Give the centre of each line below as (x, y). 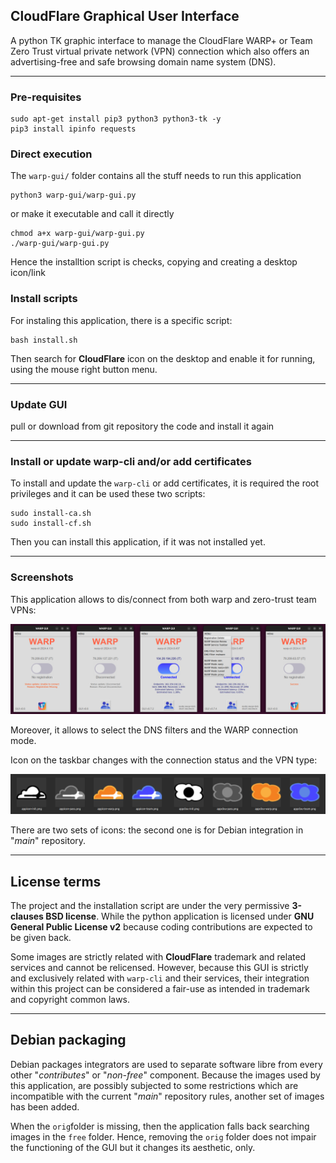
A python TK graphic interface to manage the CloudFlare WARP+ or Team (161, 40)
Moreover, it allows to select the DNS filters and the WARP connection (154, 730)
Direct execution (51, 154)
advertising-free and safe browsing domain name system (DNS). (143, 61)
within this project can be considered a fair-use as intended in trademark (160, 989)
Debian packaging (68, 1040)
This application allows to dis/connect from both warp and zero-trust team (163, 599)
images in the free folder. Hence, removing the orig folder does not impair (163, 1136)
